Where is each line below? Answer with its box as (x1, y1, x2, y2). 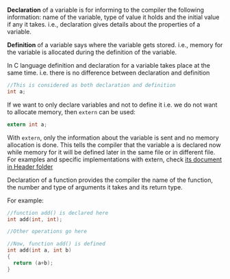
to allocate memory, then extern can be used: (7, 107, 136, 116)
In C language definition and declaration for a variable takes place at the (7, 62, 211, 69)
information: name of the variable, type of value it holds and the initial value (7, 13, 220, 21)
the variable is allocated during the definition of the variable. (7, 48, 177, 56)
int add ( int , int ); (7, 215, 63, 223)
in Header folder (7, 162, 53, 170)
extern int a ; (7, 121, 48, 128)
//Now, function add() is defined (7, 241, 106, 248)
